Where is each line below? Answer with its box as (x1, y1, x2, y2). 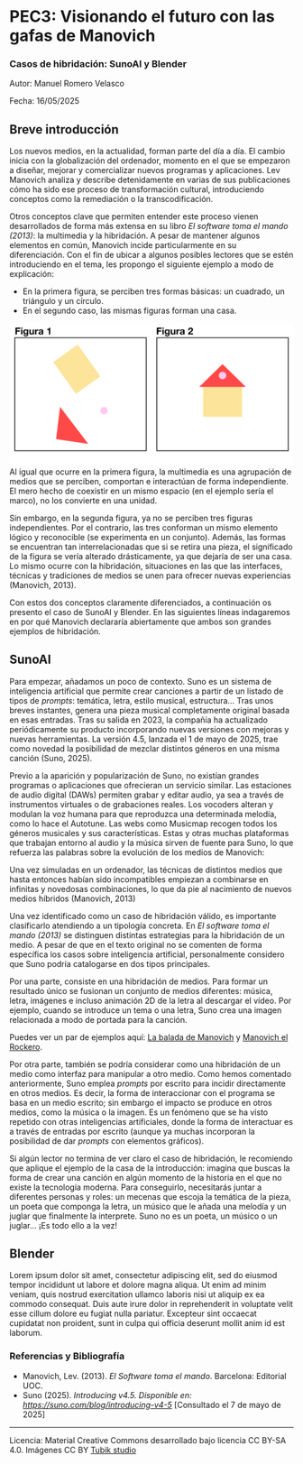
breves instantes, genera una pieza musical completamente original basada (9, 704, 290, 715)
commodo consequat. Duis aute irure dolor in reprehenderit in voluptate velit (9, 1299, 293, 1310)
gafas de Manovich (9, 25, 156, 46)
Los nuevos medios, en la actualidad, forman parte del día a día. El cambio (9, 146, 286, 157)
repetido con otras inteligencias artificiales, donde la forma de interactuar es (9, 1116, 293, 1127)
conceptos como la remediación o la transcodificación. (9, 194, 214, 205)
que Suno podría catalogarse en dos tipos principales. (9, 958, 210, 969)
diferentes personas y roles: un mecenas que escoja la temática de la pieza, (9, 1191, 291, 1202)
